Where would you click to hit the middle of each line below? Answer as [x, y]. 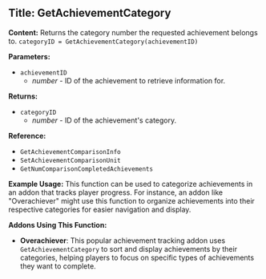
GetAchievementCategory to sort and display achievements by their [129, 249]
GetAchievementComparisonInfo [71, 152]
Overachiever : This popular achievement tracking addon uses [123, 241]
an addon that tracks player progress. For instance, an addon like [116, 192]
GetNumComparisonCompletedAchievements [87, 169]
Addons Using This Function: [58, 224]
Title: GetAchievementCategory [90, 13]
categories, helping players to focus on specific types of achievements [137, 257]
